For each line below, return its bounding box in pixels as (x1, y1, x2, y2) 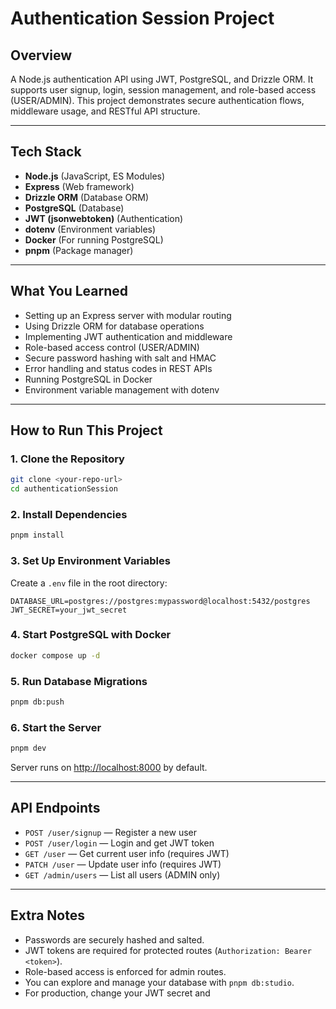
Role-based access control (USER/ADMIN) (24, 341, 200, 353)
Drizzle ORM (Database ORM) (24, 191, 150, 203)
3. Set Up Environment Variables (10, 554, 171, 568)
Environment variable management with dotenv (24, 383, 220, 396)
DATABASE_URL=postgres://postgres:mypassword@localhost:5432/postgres (10, 596, 311, 606)
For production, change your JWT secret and (24, 987, 211, 999)
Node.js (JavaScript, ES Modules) (24, 170, 166, 182)
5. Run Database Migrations (10, 674, 148, 688)
